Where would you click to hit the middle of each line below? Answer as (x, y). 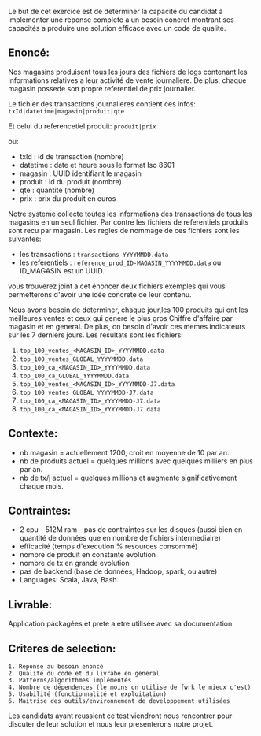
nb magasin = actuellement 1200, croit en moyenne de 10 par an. (124, 452)
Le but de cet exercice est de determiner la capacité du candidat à (116, 11)
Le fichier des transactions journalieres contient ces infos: (102, 104)
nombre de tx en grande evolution (74, 563)
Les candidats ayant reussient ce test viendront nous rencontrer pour (120, 716)
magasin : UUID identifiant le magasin (80, 173)
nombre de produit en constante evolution (87, 555)
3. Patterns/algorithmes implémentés (70, 681)
